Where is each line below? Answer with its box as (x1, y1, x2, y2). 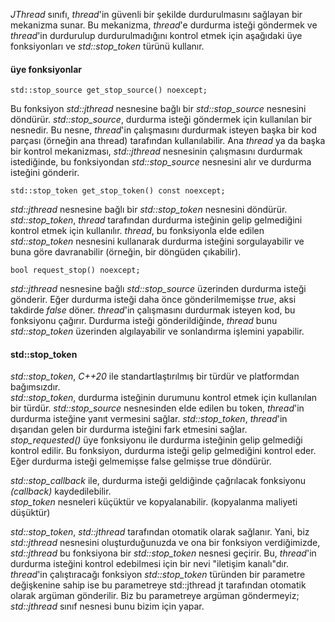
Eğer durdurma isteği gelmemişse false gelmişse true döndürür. (10, 455, 272, 468)
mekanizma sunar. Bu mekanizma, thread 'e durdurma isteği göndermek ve (10, 19, 318, 31)
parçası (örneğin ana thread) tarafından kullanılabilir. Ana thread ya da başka (10, 135, 326, 147)
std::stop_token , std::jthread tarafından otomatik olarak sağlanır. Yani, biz (10, 526, 310, 538)
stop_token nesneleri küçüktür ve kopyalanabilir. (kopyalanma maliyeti (10, 496, 298, 508)
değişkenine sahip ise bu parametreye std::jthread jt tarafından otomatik (10, 579, 307, 591)
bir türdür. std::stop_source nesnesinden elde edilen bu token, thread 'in (10, 402, 305, 414)
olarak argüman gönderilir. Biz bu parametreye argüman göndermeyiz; (10, 590, 300, 602)
